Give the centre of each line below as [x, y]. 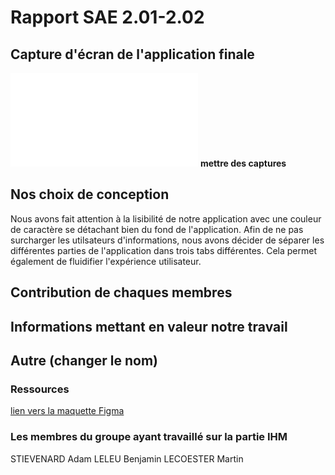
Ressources [40, 389]
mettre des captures [243, 163]
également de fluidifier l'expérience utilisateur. [106, 261]
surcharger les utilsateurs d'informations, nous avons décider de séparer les [167, 240]
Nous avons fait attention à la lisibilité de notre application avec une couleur [166, 218]
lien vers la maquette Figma [67, 411]
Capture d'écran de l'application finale [132, 54]
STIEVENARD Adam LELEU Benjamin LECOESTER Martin [127, 458]
